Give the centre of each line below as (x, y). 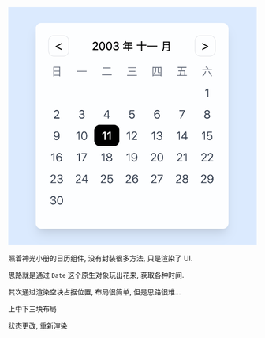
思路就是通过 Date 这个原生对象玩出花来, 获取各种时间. (96, 275)
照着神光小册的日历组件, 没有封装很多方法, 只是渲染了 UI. (101, 258)
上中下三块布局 (32, 309)
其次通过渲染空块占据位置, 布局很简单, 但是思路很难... (95, 291)
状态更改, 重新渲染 (38, 325)
